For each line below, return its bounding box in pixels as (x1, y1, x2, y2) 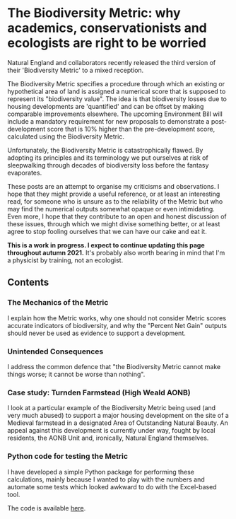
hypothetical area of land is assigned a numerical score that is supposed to (7, 87, 226, 95)
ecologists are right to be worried (7, 35, 207, 51)
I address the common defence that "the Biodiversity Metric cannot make (7, 362, 221, 371)
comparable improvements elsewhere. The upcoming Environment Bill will (7, 110, 223, 118)
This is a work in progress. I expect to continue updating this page (7, 240, 205, 249)
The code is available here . (7, 503, 86, 512)
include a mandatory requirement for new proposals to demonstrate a (7, 117, 210, 125)
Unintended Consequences (7, 346, 104, 356)
